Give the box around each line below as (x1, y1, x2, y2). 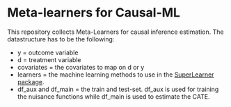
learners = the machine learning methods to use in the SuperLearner (17, 70, 214, 79)
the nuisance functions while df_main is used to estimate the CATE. (17, 92, 210, 101)
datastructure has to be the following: (7, 35, 115, 43)
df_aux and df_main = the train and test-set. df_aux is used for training (17, 85, 219, 93)
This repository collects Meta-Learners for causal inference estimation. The (7, 28, 224, 36)
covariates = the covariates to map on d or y (17, 63, 145, 71)
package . (17, 77, 45, 86)
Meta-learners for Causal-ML (7, 5, 181, 21)
